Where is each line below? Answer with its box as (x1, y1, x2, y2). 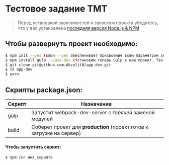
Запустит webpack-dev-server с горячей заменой (31, 109, 155, 116)
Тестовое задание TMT (5, 3, 108, 15)
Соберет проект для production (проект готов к (31, 123, 148, 130)
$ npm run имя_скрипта (5, 155, 53, 160)
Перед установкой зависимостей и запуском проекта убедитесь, (17, 20, 158, 26)
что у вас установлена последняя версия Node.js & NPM (17, 25, 140, 31)
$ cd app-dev (5, 67, 33, 72)
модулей (31, 115, 53, 122)
